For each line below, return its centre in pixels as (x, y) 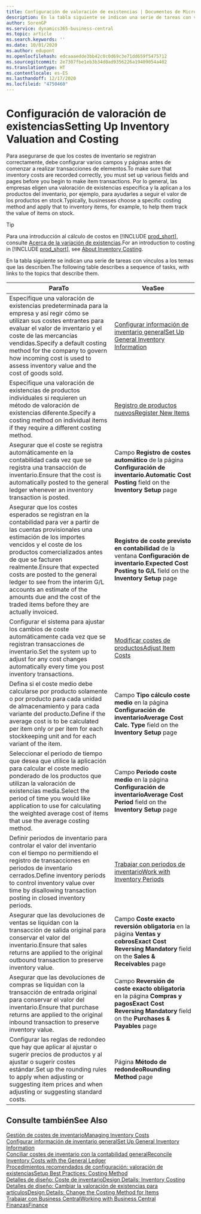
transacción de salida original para (58, 930)
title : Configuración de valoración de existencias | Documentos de (93, 12)
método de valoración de (44, 405)
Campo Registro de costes (153, 452)
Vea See (153, 288)
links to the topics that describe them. (53, 273)
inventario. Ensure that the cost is (55, 475)
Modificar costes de (142, 640)
